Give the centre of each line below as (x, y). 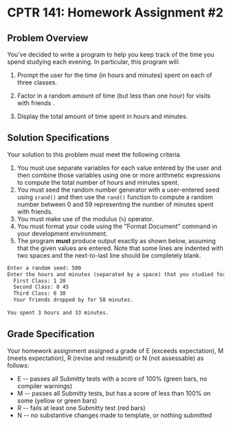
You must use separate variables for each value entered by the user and (119, 168)
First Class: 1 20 (40, 281)
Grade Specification (51, 334)
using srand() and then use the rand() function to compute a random (115, 197)
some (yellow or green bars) (57, 401)
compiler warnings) (44, 385)
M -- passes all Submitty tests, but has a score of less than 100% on (114, 393)
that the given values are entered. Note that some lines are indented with (120, 248)
